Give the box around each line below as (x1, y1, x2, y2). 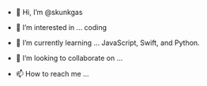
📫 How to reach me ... (15, 69, 89, 78)
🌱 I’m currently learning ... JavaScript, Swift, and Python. (15, 38, 200, 47)
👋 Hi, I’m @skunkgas (15, 8, 83, 17)
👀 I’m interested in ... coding (15, 23, 107, 32)
